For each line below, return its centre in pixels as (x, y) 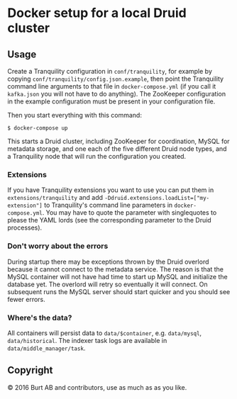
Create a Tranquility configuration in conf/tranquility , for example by (110, 71)
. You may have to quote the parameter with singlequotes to (129, 213)
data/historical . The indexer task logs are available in (87, 340)
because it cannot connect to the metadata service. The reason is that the (116, 269)
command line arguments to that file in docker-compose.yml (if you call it (112, 86)
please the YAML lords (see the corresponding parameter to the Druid (109, 220)
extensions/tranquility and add (55, 198)
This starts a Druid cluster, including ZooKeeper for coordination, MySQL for (118, 141)
